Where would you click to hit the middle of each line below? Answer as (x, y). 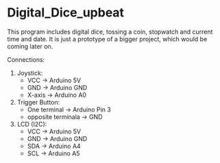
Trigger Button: (38, 102)
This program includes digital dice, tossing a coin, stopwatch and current (110, 32)
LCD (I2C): (32, 124)
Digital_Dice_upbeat (66, 13)
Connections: (26, 59)
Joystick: (30, 73)
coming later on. (30, 46)
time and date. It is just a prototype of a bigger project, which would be (107, 39)
